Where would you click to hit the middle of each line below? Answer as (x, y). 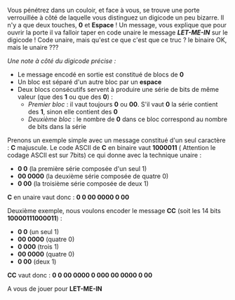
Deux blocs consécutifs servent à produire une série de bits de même (118, 89)
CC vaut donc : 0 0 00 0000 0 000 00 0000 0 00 (80, 275)
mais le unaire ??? (33, 47)
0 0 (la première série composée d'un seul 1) (82, 169)
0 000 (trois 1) (38, 247)
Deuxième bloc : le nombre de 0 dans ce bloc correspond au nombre (128, 119)
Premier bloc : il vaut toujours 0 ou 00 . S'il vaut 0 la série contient (123, 104)
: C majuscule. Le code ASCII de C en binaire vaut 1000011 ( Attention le (112, 148)
